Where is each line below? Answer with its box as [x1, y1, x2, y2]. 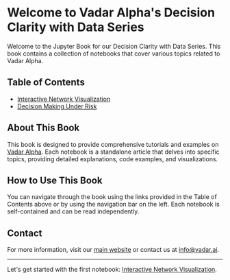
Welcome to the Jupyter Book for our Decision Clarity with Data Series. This [7, 42, 221, 50]
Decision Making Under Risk [16, 102, 97, 110]
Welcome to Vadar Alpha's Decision [7, 5, 216, 21]
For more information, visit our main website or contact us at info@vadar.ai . [7, 246, 220, 254]
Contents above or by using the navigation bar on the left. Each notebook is [7, 200, 220, 209]
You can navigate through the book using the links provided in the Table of [7, 193, 217, 201]
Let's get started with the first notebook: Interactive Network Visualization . [7, 266, 217, 274]
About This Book [7, 122, 80, 134]
